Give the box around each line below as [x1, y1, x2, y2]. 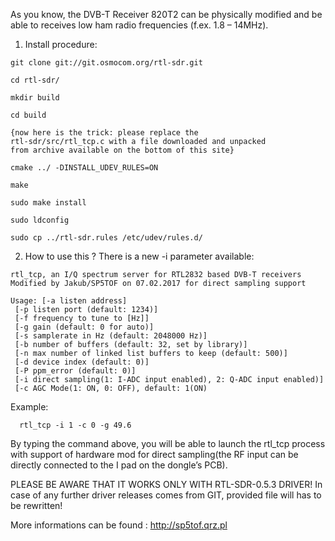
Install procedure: [24, 39, 98, 50]
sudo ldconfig [10, 215, 70, 225]
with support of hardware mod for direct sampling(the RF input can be [10, 449, 299, 460]
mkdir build [10, 93, 60, 103]
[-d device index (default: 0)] [14, 357, 150, 367]
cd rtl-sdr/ [10, 75, 60, 85]
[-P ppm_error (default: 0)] [14, 366, 137, 376]
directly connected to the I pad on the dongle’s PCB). [10, 459, 228, 471]
